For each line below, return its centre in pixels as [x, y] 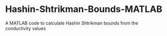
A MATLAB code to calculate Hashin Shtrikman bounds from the [72, 23]
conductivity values [26, 28]
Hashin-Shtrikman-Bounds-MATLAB [84, 9]
